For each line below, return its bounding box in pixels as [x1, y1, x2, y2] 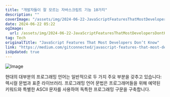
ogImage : [5, 26, 24, 31]
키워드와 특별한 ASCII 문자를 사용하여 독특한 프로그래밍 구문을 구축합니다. [5, 86, 151, 92]
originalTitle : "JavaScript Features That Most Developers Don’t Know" [5, 40, 159, 45]
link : [5, 45, 17, 50]
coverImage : [5, 17, 30, 22]
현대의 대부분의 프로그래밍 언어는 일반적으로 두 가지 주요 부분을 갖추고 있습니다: [5, 73, 162, 79]
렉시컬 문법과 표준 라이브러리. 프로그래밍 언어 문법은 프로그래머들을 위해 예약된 [5, 80, 161, 86]
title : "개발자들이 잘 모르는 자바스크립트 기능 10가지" [5, 7, 108, 13]
